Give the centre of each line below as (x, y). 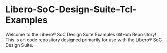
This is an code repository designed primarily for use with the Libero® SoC (84, 40)
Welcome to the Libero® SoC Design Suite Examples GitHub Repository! (81, 34)
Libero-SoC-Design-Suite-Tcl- (71, 9)
